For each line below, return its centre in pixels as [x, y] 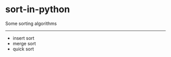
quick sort [23, 49]
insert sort [23, 38]
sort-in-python [38, 9]
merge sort [24, 43]
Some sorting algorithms [31, 23]
